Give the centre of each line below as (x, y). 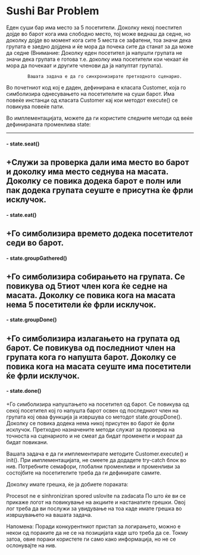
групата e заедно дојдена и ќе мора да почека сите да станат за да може (100, 46)
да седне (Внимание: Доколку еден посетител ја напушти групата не (94, 52)
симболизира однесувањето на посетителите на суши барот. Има (90, 94)
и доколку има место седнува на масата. (87, 171)
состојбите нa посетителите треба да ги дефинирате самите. (84, 473)
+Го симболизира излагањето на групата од (93, 338)
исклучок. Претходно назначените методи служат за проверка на (90, 430)
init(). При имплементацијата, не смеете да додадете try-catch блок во (96, 460)
